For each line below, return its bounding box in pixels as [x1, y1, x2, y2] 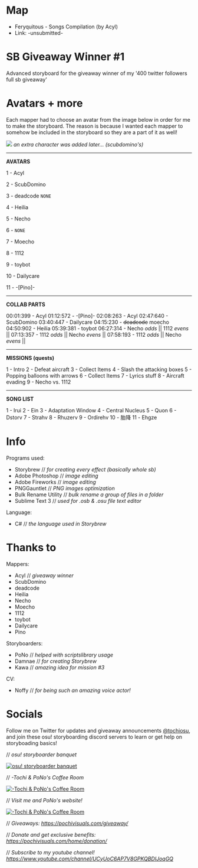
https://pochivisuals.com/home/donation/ [6, 837, 107, 844]
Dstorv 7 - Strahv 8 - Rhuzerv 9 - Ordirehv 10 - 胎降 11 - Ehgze [6, 414, 157, 421]
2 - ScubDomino [6, 181, 46, 188]
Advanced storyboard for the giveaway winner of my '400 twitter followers [6, 69, 187, 77]
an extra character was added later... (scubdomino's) [13, 141, 144, 148]
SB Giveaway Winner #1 [6, 50, 125, 64]
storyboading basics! [6, 739, 58, 746]
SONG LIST [6, 395, 34, 402]
